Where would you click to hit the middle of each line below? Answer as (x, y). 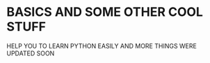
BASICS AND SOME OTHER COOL (105, 12)
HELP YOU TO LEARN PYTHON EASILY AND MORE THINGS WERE (102, 46)
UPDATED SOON (31, 53)
